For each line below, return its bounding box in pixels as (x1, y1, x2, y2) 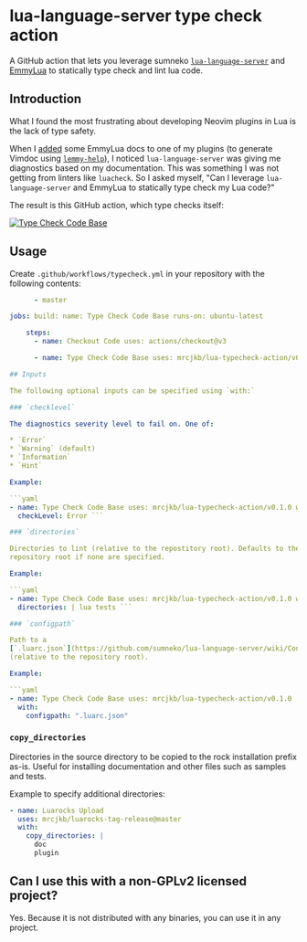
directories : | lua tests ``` (17, 602, 132, 612)
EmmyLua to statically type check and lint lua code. (9, 65, 204, 76)
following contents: (9, 278, 82, 289)
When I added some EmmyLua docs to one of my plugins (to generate (9, 143, 273, 153)
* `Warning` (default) (9, 444, 96, 453)
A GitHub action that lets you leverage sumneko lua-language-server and (9, 55, 286, 66)
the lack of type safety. (9, 125, 97, 136)
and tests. (9, 770, 48, 781)
